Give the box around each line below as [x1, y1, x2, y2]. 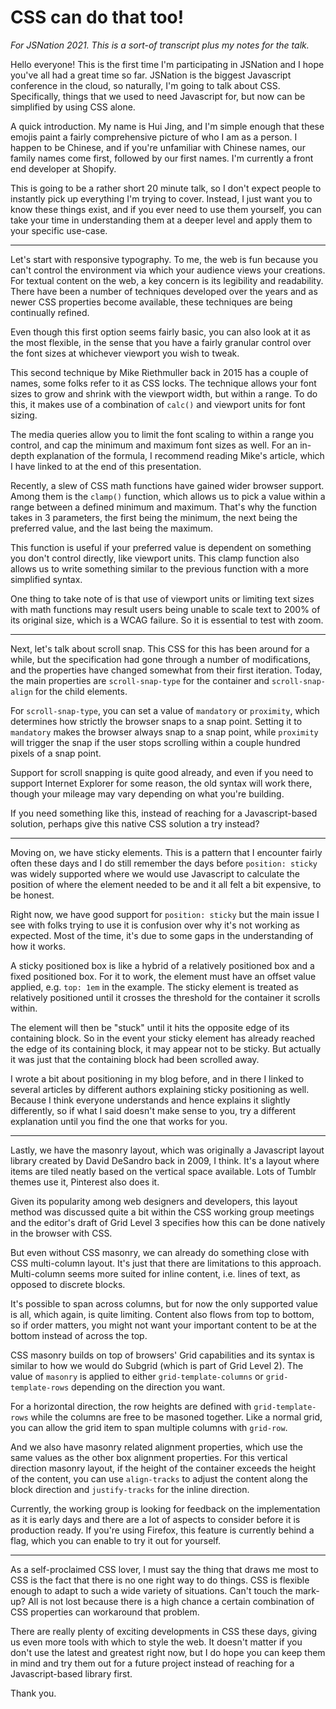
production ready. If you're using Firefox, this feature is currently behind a [10, 1524, 315, 1536]
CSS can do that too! [10, 6, 185, 29]
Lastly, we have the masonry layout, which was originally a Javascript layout [10, 1144, 325, 1156]
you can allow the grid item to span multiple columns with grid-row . [10, 1421, 288, 1433]
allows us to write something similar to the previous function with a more [10, 562, 309, 575]
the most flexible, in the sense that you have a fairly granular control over [10, 336, 312, 348]
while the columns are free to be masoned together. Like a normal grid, [30, 1411, 323, 1423]
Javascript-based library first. [10, 1667, 133, 1680]
